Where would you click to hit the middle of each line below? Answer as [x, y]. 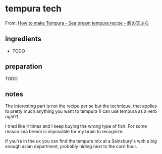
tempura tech [33, 9]
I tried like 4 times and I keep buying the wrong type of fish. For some [76, 126]
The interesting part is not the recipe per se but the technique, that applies [81, 106]
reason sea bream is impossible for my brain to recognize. [64, 132]
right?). [12, 117]
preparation [24, 67]
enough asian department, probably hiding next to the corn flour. [71, 147]
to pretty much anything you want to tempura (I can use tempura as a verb [81, 111]
